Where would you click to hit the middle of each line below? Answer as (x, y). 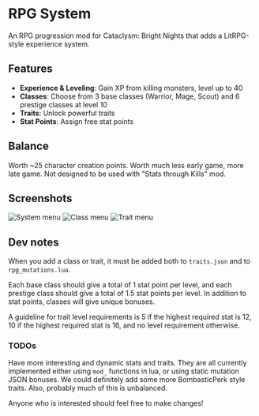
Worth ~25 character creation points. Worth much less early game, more (126, 165)
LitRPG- (236, 36)
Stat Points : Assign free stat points (77, 121)
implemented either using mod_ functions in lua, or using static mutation (124, 371)
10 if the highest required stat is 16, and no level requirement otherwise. (124, 325)
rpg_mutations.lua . (39, 270)
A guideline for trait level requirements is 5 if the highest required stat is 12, (130, 317)
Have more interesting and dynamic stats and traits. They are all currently (128, 363)
